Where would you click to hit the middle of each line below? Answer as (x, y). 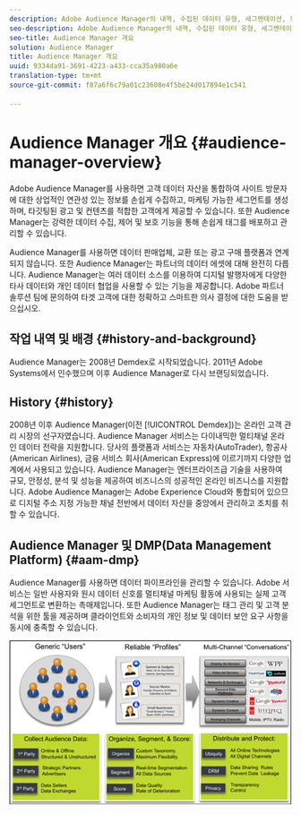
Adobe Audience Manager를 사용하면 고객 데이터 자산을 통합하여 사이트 (137, 188)
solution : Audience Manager (62, 47)
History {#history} (61, 402)
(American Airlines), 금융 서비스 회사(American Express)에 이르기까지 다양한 (146, 458)
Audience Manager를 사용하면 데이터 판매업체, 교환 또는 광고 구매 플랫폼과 (141, 252)
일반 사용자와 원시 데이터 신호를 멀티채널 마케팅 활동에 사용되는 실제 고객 (159, 594)
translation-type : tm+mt (56, 76)
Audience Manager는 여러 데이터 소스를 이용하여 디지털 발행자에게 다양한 (158, 274)
